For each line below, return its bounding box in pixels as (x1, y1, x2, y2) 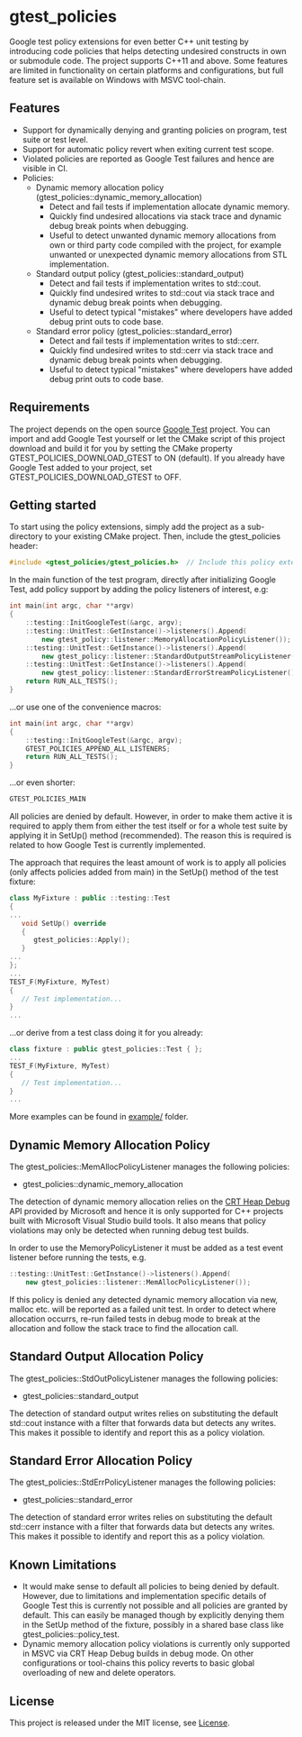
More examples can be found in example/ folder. (9, 1111, 189, 1122)
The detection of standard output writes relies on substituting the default (9, 1408, 279, 1419)
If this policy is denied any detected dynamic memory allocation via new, (9, 1294, 279, 1304)
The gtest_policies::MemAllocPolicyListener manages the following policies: (9, 1161, 290, 1173)
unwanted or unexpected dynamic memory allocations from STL (49, 249, 288, 260)
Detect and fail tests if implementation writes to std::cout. (49, 278, 262, 288)
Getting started (9, 498, 97, 513)
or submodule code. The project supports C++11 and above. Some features (9, 55, 289, 66)
